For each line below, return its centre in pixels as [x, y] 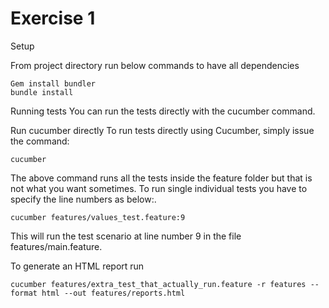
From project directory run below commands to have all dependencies [155, 65]
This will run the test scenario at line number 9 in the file [126, 236]
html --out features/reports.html [113, 293]
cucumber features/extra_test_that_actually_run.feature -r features [158, 284]
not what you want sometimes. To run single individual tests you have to [159, 188]
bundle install [42, 92]
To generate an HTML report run [77, 266]
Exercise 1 [53, 18]
